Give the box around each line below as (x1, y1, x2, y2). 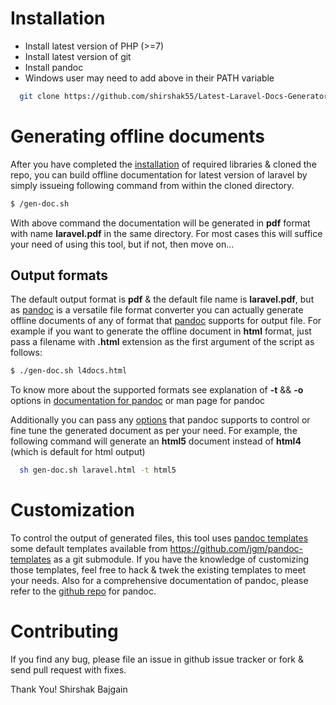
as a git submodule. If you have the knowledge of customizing (53, 553, 310, 566)
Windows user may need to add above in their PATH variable (24, 72, 275, 84)
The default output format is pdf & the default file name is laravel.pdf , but (10, 293, 315, 306)
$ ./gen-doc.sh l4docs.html (10, 366, 128, 376)
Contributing (10, 620, 119, 643)
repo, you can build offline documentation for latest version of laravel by (10, 168, 308, 181)
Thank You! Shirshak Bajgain (10, 683, 128, 696)
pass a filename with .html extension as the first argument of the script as (10, 336, 315, 348)
